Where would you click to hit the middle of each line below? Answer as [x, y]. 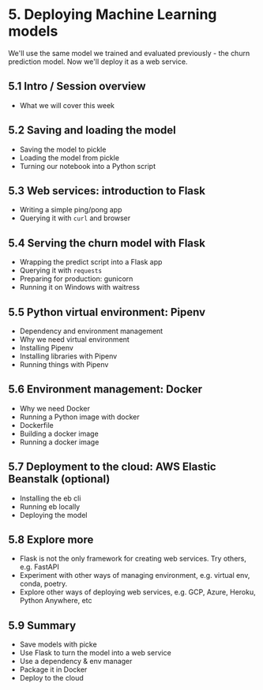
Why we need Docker [55, 408]
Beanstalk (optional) [59, 479]
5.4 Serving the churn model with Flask [107, 243]
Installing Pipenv [46, 348]
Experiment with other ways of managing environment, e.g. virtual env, [135, 576]
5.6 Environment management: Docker [105, 390]
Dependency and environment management [91, 331]
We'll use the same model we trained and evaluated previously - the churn [129, 53]
